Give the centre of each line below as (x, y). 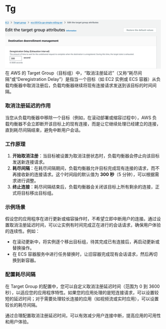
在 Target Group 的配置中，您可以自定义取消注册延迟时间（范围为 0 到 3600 (83, 286)
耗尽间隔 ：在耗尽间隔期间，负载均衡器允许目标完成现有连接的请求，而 (84, 168)
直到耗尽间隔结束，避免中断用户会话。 (44, 130)
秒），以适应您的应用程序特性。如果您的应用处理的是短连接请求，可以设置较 (82, 292)
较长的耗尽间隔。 (22, 305)
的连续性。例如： (22, 231)
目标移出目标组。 (38, 193)
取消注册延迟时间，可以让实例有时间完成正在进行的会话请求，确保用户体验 (85, 225)
